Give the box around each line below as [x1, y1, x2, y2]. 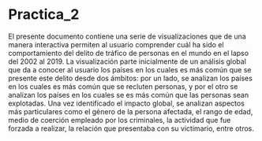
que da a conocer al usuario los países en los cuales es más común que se [8, 65, 252, 74]
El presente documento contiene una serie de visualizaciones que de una [8, 32, 246, 41]
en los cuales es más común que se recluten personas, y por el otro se [8, 81, 238, 91]
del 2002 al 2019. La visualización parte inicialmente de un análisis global [8, 57, 247, 66]
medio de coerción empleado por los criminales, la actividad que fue [8, 115, 231, 124]
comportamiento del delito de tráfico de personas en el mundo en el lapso [8, 48, 249, 58]
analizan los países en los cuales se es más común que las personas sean [8, 90, 249, 99]
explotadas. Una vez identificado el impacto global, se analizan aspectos [8, 98, 245, 108]
